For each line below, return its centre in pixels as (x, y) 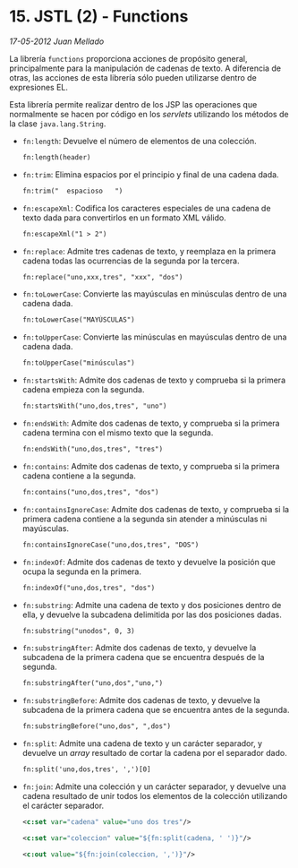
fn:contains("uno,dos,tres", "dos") (90, 492)
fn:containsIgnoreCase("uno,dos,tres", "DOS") (111, 545)
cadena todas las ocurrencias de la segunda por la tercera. (131, 261)
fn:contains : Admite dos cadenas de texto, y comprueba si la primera (151, 466)
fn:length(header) (56, 157)
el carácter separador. (63, 806)
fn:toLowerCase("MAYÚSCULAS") (79, 320)
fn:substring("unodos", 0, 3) (79, 631)
